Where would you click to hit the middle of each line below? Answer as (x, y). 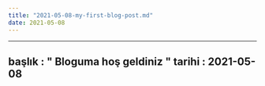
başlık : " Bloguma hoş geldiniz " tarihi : (107, 61)
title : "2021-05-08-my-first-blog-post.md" (81, 15)
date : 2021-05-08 (37, 23)
